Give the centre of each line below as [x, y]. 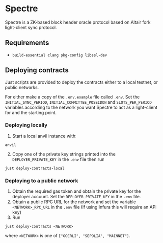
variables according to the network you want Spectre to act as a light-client [81, 107]
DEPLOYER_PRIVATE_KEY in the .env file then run [58, 159]
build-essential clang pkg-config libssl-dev [59, 55]
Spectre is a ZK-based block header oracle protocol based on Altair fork [78, 22]
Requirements [27, 43]
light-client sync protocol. [31, 27]
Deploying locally [26, 125]
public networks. [22, 87]
